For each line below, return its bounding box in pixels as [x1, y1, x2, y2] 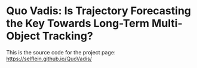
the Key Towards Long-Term [6, 17, 150, 30]
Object [6, 30, 41, 43]
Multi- [151, 17, 183, 30]
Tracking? [42, 30, 94, 43]
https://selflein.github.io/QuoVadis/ [6, 55, 93, 62]
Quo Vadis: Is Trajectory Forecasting [6, 4, 192, 18]
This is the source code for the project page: [6, 48, 116, 56]
